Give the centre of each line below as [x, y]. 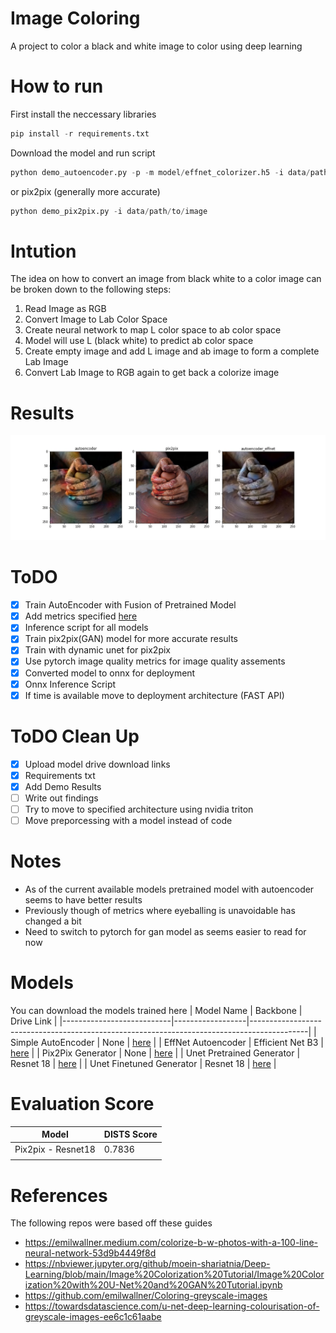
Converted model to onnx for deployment [110, 673]
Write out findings [61, 798]
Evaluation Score [82, 1104]
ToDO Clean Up [75, 736]
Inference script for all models [86, 628]
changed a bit [53, 921]
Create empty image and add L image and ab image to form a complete [172, 351]
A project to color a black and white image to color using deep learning [156, 46]
